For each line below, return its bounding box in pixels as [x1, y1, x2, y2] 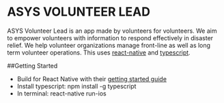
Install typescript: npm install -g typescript [16, 82, 137, 90]
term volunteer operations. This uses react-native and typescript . [7, 48, 191, 57]
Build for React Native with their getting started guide [16, 74, 167, 83]
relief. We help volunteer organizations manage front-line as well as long [7, 41, 210, 49]
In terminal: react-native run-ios [16, 89, 107, 98]
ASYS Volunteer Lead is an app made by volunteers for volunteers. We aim [7, 27, 217, 35]
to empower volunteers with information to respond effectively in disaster [7, 33, 214, 42]
